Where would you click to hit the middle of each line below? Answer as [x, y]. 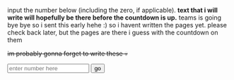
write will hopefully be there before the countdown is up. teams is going [114, 18]
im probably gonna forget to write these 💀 [68, 53]
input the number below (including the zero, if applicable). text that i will [112, 10]
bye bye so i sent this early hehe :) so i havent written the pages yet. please [117, 25]
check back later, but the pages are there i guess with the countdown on [113, 32]
